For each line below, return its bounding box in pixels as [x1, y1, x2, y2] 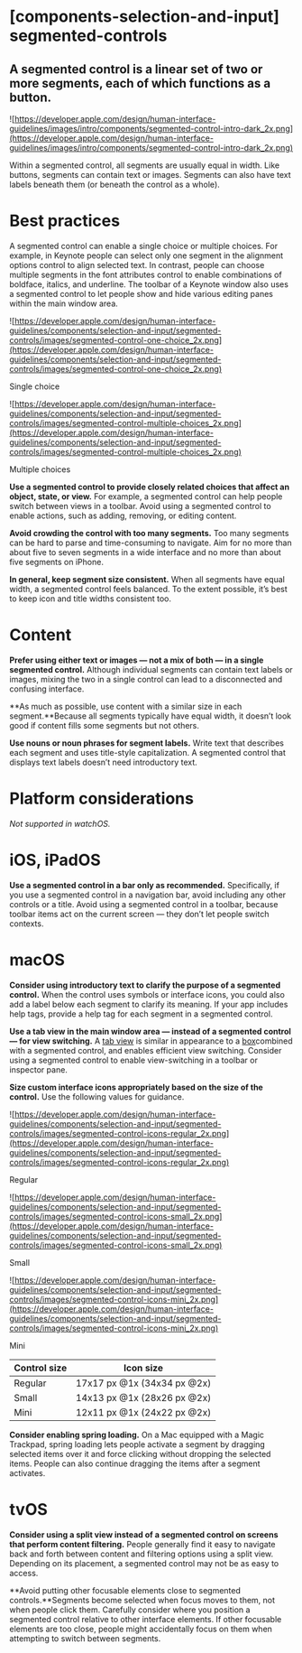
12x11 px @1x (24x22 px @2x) [75, 1406, 212, 1418]
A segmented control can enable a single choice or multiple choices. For [9, 240, 278, 251]
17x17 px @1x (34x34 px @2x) [75, 1377, 212, 1389]
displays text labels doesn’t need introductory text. [9, 757, 198, 767]
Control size [14, 1361, 68, 1374]
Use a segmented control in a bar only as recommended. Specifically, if [9, 879, 279, 890]
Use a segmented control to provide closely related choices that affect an [9, 481, 290, 492]
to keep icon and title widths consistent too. [9, 593, 171, 604]
